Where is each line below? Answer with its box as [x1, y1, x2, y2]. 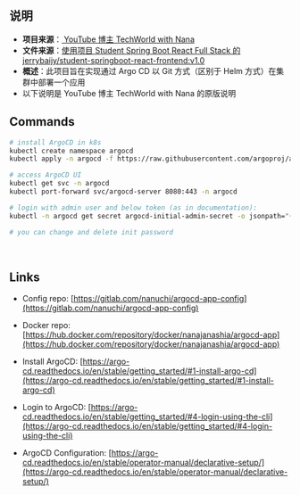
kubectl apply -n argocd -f [9, 154, 114, 163]
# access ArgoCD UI [9, 170, 82, 180]
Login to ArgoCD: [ [21, 402, 92, 413]
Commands [9, 114, 76, 129]
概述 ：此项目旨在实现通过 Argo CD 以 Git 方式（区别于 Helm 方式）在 [21, 65, 277, 76]
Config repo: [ [21, 293, 74, 304]
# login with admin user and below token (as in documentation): [9, 203, 257, 212]
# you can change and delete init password [9, 227, 174, 236]
